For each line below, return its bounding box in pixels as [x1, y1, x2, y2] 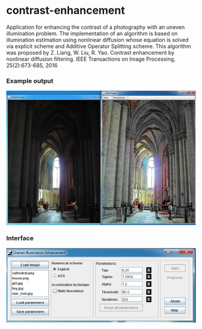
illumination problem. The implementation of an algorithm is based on [6, 29, 178, 37]
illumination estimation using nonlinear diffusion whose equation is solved [6, 36, 189, 43]
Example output [6, 76, 54, 85]
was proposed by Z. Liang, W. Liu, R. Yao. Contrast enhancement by [6, 49, 175, 56]
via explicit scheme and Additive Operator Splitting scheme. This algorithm [6, 43, 191, 50]
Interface [6, 234, 34, 243]
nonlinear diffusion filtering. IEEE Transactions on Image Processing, [6, 55, 176, 62]
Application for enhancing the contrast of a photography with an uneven [6, 23, 185, 31]
